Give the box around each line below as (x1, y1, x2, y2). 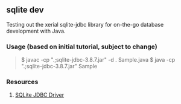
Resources (6, 78, 39, 86)
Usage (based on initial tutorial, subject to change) (6, 42, 158, 51)
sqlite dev (6, 5, 44, 15)
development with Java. (6, 27, 66, 34)
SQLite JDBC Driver (14, 91, 65, 99)
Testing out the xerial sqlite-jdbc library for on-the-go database (6, 21, 164, 28)
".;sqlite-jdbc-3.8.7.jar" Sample (21, 63, 98, 70)
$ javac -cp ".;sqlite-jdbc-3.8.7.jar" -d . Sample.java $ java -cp (21, 56, 176, 63)
